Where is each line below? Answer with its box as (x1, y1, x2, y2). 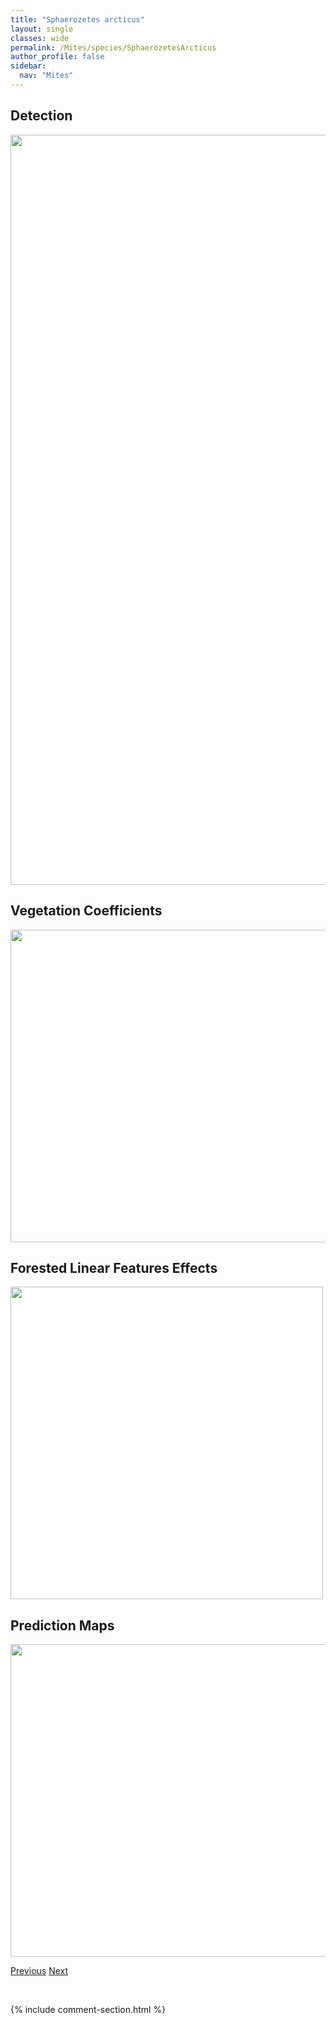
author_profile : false (10, 52, 105, 62)
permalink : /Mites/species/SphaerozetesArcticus (10, 42, 217, 53)
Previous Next (10, 1965, 69, 1977)
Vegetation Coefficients (10, 902, 163, 920)
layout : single (10, 24, 74, 34)
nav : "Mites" (19, 71, 74, 81)
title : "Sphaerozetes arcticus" (10, 14, 145, 25)
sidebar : (10, 61, 47, 71)
